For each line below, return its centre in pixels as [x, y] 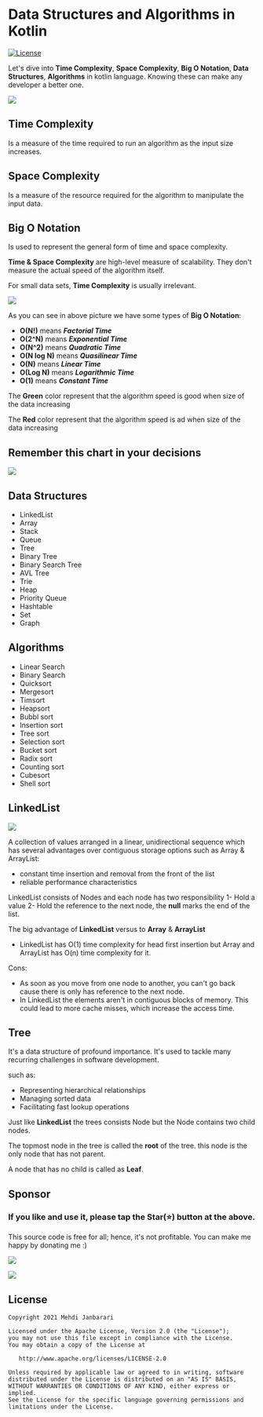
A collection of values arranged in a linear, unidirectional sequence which [127, 842]
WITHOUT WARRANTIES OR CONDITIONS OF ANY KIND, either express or [119, 1386]
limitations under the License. [61, 1407]
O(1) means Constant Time [64, 381]
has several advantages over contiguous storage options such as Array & [126, 850]
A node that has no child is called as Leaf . [76, 1169]
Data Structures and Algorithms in [122, 15]
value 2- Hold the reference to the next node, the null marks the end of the [129, 905]
